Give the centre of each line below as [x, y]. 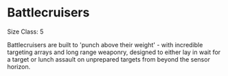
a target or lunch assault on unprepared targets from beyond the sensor [109, 59]
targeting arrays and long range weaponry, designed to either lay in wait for [114, 52]
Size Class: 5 [25, 31]
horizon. [19, 66]
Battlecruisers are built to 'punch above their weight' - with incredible [105, 45]
